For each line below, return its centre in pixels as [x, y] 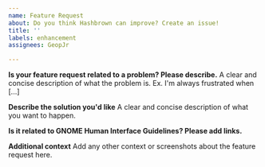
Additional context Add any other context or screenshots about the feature [132, 146]
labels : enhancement [43, 38]
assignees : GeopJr [39, 45]
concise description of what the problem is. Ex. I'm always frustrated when [131, 83]
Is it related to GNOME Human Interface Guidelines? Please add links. [125, 131]
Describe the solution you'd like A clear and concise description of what [129, 107]
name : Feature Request [46, 16]
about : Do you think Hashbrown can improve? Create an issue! [114, 23]
